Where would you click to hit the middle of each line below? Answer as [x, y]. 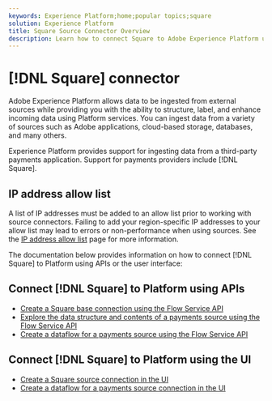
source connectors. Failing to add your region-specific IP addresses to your [134, 222]
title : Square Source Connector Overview [79, 31]
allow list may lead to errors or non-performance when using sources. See [132, 230]
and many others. [38, 135]
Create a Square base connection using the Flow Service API [122, 308]
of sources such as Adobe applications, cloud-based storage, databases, [131, 127]
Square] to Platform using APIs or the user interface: [96, 263]
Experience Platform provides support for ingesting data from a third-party [133, 151]
